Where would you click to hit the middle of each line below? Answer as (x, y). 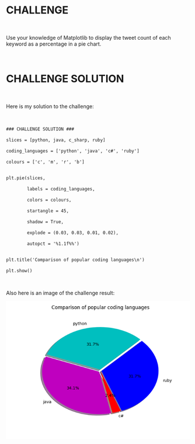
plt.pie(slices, (26, 178)
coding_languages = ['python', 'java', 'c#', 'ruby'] (73, 151)
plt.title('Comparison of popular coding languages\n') (75, 260)
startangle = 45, (48, 211)
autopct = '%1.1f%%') (53, 244)
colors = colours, (49, 200)
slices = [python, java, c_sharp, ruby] (56, 140)
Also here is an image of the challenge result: (60, 293)
